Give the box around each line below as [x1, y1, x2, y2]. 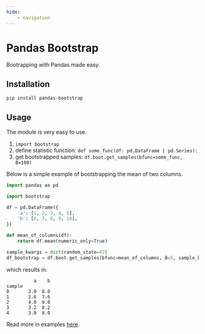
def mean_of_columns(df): [6, 232, 72, 239]
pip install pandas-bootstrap [6, 95, 84, 102]
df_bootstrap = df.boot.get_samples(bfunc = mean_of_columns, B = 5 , [6, 254, 176, 261]
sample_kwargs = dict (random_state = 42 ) [6, 249, 108, 255]
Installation [6, 79, 50, 89]
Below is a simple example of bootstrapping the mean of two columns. [6, 170, 183, 177]
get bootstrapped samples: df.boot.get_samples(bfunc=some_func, [15, 153, 183, 160]
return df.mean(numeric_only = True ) [17, 238, 108, 245]
